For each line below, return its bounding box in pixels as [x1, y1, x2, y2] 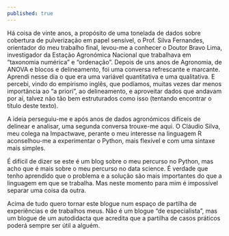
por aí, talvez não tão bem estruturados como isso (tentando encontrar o [7, 94, 212, 103]
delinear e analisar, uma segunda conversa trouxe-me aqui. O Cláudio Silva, [7, 122, 221, 130]
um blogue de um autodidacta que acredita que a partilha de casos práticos [7, 213, 221, 222]
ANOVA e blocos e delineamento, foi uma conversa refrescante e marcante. [7, 65, 220, 73]
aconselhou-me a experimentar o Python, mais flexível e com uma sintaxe [7, 136, 215, 144]
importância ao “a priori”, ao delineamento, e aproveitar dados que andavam [7, 87, 222, 95]
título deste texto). [7, 101, 59, 109]
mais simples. [7, 144, 46, 152]
